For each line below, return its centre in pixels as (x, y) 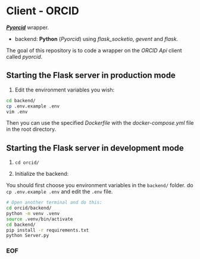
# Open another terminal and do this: (54, 203)
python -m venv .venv (33, 213)
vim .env (17, 112)
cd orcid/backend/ (29, 208)
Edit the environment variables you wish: (65, 90)
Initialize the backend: (42, 174)
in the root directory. (31, 129)
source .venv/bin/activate (40, 219)
